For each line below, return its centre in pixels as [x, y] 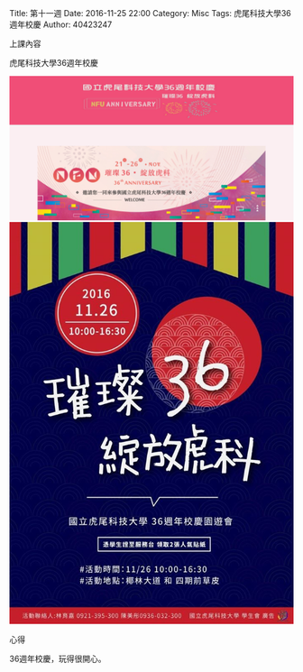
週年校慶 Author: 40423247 [61, 24]
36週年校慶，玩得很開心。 [58, 658]
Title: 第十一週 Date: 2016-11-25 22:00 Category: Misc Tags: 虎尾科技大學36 [150, 13]
